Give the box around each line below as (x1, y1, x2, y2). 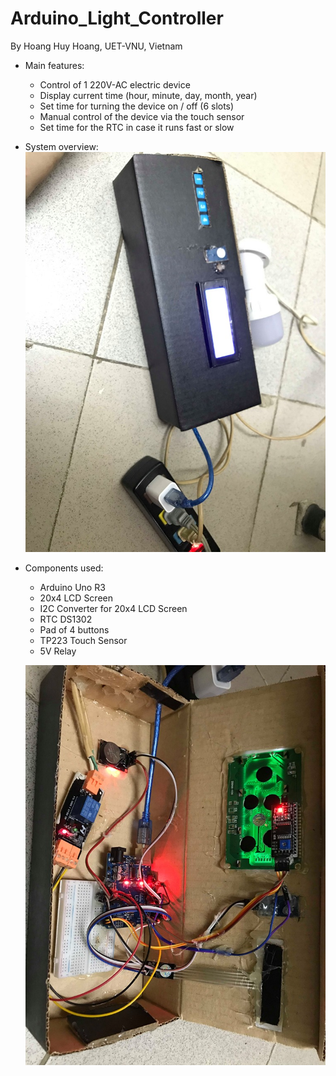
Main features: (24, 59, 85, 71)
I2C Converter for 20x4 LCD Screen (39, 603, 188, 615)
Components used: (24, 562, 104, 574)
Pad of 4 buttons (39, 624, 110, 636)
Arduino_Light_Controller (10, 7, 224, 30)
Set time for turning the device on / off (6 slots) (39, 100, 235, 112)
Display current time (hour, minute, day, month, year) (39, 89, 258, 101)
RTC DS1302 (39, 613, 93, 626)
